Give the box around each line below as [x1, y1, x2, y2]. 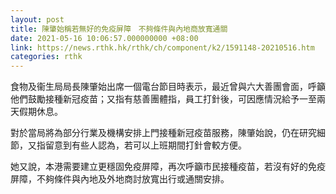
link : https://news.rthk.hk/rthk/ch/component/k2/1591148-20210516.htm [10, 42, 315, 53]
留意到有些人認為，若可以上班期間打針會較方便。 [44, 139, 247, 151]
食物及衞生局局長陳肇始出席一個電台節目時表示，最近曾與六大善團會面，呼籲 [10, 81, 326, 93]
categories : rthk [10, 52, 83, 62]
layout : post [10, 14, 65, 25]
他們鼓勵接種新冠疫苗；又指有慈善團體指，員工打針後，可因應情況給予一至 [10, 93, 317, 105]
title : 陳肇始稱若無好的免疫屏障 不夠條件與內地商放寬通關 [10, 24, 228, 34]
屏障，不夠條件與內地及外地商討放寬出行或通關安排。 [10, 173, 230, 185]
